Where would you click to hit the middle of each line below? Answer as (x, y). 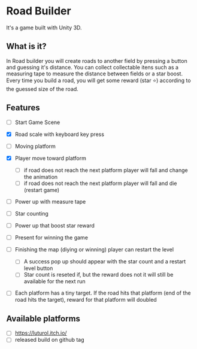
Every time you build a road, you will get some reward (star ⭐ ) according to (99, 80)
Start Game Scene (37, 122)
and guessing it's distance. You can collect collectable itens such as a (92, 67)
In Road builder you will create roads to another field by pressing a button (97, 60)
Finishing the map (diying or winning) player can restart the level (94, 250)
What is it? (26, 46)
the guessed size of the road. (43, 89)
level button (38, 268)
